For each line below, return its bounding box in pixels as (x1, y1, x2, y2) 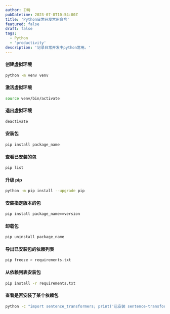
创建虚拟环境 (5, 61, 32, 67)
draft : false (5, 26, 33, 31)
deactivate (5, 119, 28, 124)
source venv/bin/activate (5, 96, 60, 101)
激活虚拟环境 (5, 84, 32, 91)
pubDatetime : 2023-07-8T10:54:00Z (5, 12, 78, 17)
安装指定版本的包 (5, 200, 41, 206)
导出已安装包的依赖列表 (5, 246, 54, 252)
